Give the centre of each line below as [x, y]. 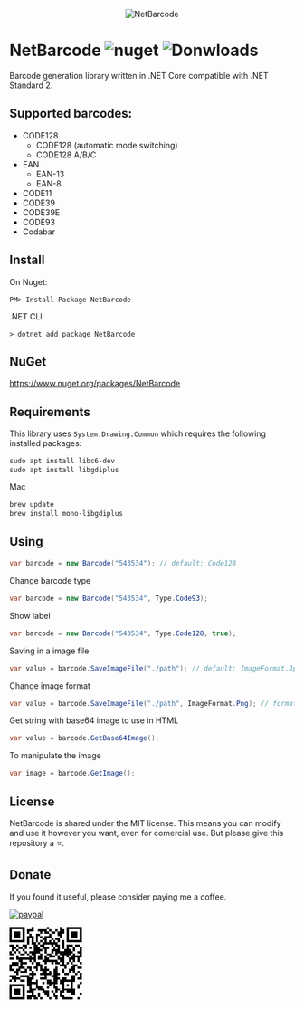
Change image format [50, 685]
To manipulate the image [55, 756]
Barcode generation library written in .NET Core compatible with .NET [139, 75]
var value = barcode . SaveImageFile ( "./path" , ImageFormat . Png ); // [139, 703]
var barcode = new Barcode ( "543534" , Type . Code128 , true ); [123, 633]
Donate [30, 875]
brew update [32, 505]
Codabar [39, 232]
